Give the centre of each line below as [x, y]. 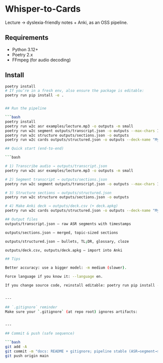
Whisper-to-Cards [43, 9]
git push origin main [27, 356]
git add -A [16, 347]
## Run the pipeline [26, 109]
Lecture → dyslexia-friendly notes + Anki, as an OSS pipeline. [66, 22]
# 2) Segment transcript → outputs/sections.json [56, 179]
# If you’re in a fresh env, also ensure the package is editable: [75, 91]
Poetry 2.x [22, 54]
